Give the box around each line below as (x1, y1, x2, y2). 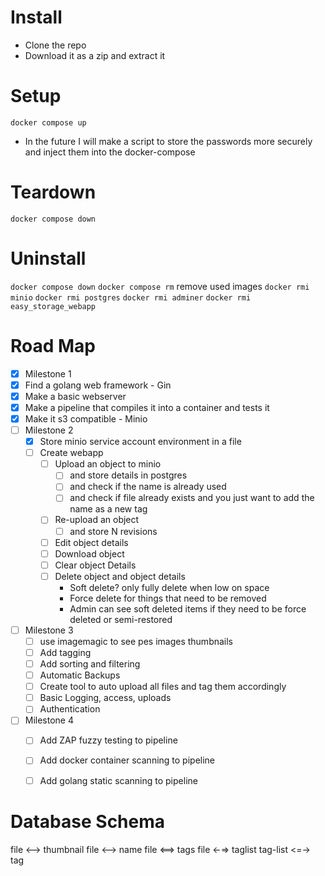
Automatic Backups (39, 669, 121, 681)
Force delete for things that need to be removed (69, 592, 267, 604)
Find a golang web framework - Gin (24, 379, 172, 391)
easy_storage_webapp (10, 301, 97, 311)
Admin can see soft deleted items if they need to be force (69, 602, 307, 615)
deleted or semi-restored (69, 613, 173, 625)
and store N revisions (69, 525, 158, 537)
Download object (54, 547, 125, 560)
